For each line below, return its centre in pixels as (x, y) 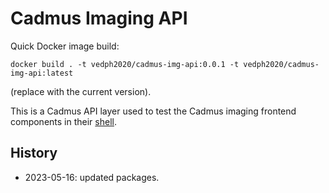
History (34, 153)
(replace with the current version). (81, 91)
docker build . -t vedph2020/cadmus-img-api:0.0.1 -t (125, 64)
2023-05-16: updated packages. (92, 177)
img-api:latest (42, 73)
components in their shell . (63, 121)
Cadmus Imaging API (99, 18)
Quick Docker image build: (65, 46)
